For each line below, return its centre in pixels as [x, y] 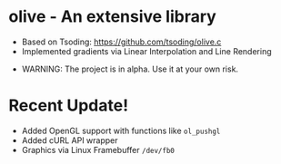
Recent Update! [69, 106]
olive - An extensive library [113, 17]
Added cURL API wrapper [70, 140]
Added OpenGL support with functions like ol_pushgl [121, 130]
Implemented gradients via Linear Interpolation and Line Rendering [146, 51]
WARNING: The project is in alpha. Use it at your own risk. [130, 69]
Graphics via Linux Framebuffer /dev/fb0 [98, 150]
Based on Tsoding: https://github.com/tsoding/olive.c [121, 42]
